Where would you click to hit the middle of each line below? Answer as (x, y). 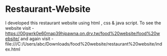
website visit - (20, 28)
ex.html (13, 49)
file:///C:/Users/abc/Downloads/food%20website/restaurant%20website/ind (84, 44)
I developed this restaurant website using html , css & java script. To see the (83, 23)
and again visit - (37, 39)
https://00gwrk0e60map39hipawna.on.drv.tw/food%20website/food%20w (83, 33)
